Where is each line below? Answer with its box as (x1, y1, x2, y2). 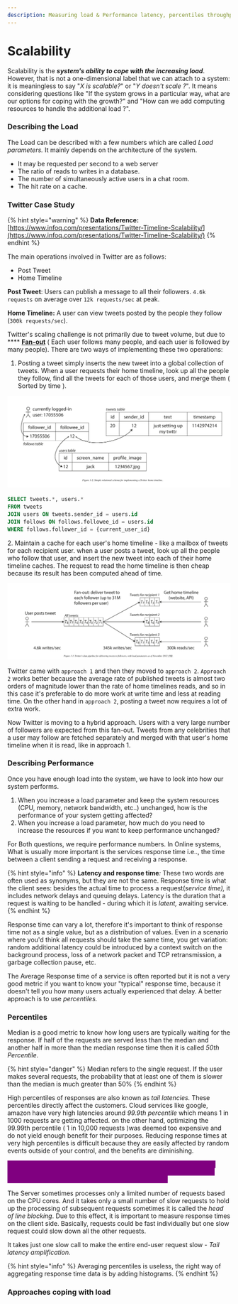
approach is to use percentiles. (7, 994, 98, 1003)
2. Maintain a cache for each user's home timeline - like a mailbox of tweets (7, 539, 229, 547)
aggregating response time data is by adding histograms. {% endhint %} (7, 1269, 219, 1278)
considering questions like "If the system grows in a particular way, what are (7, 89, 230, 97)
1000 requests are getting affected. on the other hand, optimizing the (7, 1116, 209, 1125)
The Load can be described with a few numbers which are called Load (7, 138, 214, 146)
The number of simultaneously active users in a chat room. (17, 174, 190, 183)
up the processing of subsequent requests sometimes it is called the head (7, 1205, 224, 1213)
